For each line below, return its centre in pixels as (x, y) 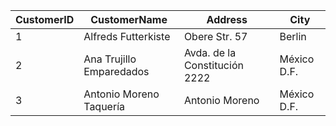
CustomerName (129, 19)
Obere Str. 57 (215, 36)
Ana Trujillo (110, 59)
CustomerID (45, 19)
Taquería (104, 106)
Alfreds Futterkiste (127, 36)
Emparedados (116, 71)
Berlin (293, 36)
